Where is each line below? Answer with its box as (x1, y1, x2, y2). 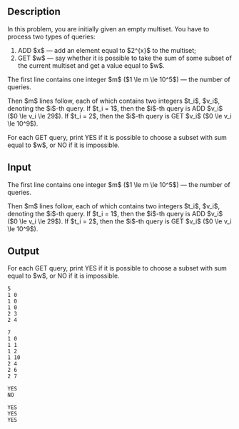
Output (7, 246, 39, 258)
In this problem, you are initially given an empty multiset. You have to (7, 24, 210, 33)
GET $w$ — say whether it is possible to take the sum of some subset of (17, 54, 232, 62)
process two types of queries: (7, 32, 96, 41)
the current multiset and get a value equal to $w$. (17, 61, 166, 70)
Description (7, 6, 61, 18)
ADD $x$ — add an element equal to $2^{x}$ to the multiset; (17, 46, 196, 54)
